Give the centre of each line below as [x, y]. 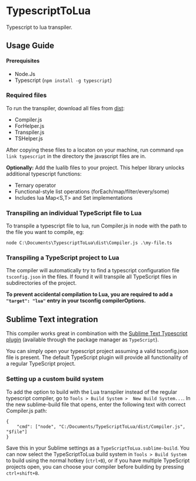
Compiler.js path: [27, 410]
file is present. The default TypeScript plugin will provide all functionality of [97, 357]
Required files [26, 95]
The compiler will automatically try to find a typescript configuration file [93, 271]
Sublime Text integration [52, 319]
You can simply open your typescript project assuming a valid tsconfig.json [97, 351]
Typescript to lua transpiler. [39, 27]
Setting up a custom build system [55, 379]
